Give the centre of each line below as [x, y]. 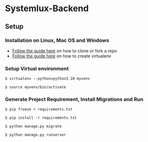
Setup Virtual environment [37, 69]
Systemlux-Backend [47, 9]
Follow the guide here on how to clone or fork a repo [65, 51]
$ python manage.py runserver [36, 135]
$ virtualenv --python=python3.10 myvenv [48, 79]
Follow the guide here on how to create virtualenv [62, 56]
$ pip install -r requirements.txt [41, 118]
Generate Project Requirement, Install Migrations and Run [74, 99]
